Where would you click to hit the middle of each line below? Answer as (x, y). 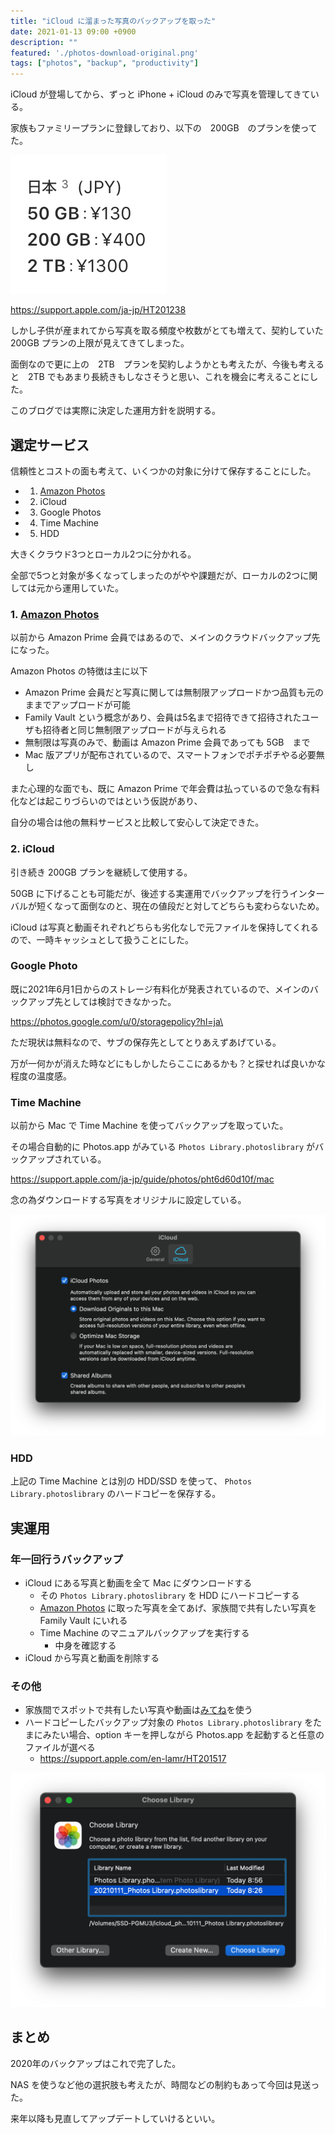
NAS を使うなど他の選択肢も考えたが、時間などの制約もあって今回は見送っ (165, 2084)
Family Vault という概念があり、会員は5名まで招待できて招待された (163, 717)
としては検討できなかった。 (119, 1001)
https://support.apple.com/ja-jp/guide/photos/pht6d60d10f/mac (142, 1179)
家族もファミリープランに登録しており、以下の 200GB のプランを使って (164, 128)
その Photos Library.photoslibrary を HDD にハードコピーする (169, 1595)
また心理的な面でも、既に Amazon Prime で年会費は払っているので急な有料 (165, 789)
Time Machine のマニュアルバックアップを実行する (144, 1632)
